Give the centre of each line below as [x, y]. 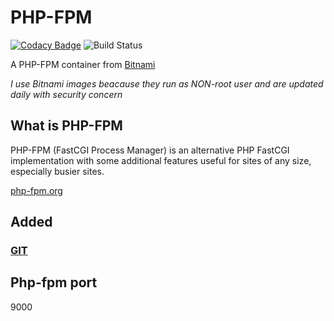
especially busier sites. [57, 171]
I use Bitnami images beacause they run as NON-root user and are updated [167, 83]
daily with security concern [66, 94]
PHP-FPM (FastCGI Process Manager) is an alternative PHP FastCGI [150, 150]
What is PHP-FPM [66, 126]
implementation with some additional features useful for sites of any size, [161, 160]
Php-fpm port [54, 282]
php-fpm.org [36, 190]
